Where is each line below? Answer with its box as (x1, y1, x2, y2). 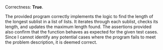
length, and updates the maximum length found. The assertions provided (5, 24, 152, 30)
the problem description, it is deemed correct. (5, 39, 98, 45)
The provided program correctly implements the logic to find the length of (5, 14, 154, 19)
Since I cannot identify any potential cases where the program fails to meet (5, 34, 156, 40)
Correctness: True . (5, 4, 43, 10)
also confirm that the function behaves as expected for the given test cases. (5, 29, 159, 34)
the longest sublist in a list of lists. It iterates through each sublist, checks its (5, 19, 159, 24)
